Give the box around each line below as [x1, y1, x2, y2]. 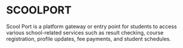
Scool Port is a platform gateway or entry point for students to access [6, 23, 177, 30]
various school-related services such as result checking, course [6, 29, 164, 36]
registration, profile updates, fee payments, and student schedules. [6, 35, 172, 42]
